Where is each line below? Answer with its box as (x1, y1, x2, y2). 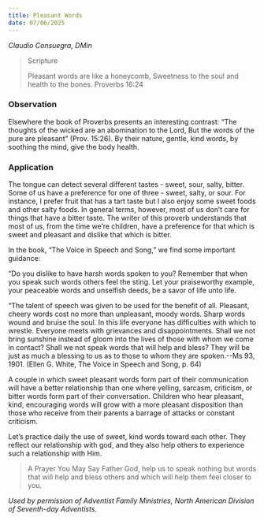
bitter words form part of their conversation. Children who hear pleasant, (8, 392, 244, 401)
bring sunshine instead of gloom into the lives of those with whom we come (8, 334, 254, 344)
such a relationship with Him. (8, 448, 102, 458)
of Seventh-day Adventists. (8, 504, 97, 514)
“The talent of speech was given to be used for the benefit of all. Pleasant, (8, 301, 250, 311)
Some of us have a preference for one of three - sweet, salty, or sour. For (8, 188, 246, 198)
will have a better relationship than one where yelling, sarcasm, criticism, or (8, 383, 253, 393)
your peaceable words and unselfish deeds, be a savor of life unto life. (8, 285, 237, 296)
